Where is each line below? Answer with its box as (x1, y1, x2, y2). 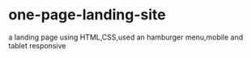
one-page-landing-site (8, 6, 166, 24)
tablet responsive (8, 40, 66, 50)
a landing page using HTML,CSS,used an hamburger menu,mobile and (8, 32, 244, 42)
